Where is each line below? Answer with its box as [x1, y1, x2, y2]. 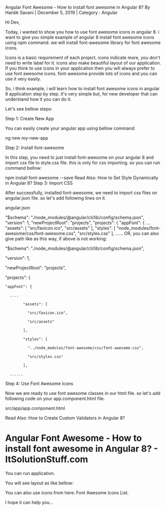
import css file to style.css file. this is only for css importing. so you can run [5, 160, 161, 166]
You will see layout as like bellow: [5, 480, 74, 486]
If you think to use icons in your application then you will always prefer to [5, 65, 155, 71]
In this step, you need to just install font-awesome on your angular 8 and [5, 155, 154, 160]
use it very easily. [5, 76, 41, 82]
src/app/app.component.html [5, 405, 66, 411]
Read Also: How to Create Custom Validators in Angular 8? [5, 415, 126, 421]
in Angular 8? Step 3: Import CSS [5, 180, 73, 186]
